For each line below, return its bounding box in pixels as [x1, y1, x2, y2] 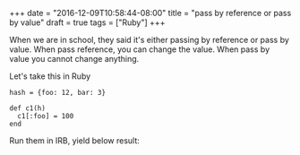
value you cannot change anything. [9, 54, 140, 64]
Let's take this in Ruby [9, 71, 91, 82]
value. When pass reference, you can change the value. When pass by [9, 44, 270, 55]
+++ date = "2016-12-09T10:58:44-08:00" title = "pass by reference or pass [9, 8, 292, 18]
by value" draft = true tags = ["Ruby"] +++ [9, 17, 166, 28]
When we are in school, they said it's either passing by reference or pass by [9, 35, 289, 45]
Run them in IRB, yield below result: [9, 135, 141, 146]
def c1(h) [9, 104, 47, 113]
